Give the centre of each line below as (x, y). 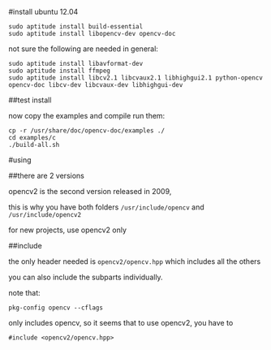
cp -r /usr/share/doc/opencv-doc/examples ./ (86, 131)
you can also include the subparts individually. (86, 277)
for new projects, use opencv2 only (68, 230)
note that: (24, 293)
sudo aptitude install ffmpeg (60, 71)
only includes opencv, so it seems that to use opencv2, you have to (121, 323)
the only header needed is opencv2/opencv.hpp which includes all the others (135, 261)
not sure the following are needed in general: (83, 49)
